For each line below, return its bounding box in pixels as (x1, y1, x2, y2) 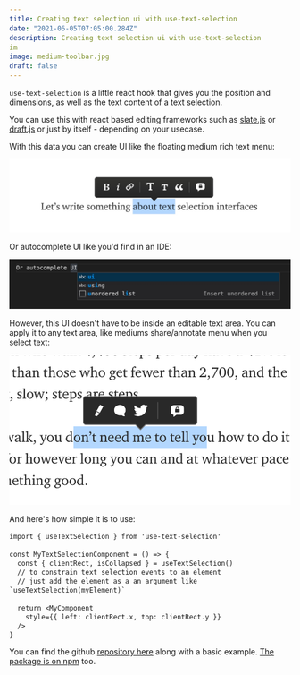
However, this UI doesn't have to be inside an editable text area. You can (9, 318, 276, 329)
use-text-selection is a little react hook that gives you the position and (9, 88, 271, 98)
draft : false (9, 62, 58, 71)
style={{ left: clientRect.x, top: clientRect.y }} (25, 613, 221, 622)
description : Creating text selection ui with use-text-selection (9, 33, 262, 42)
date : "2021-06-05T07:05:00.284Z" (9, 23, 138, 33)
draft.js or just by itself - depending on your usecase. (9, 124, 205, 134)
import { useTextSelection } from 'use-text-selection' (9, 533, 221, 542)
